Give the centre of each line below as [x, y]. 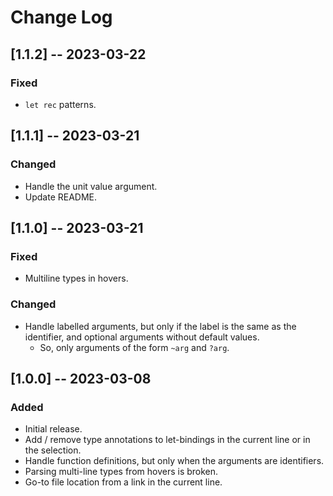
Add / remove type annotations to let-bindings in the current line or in [167, 440]
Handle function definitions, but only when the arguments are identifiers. [174, 461]
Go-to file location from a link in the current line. [123, 482]
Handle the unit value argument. [91, 186]
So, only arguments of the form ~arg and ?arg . [134, 347]
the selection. [53, 450]
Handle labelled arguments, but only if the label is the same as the [160, 326]
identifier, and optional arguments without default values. [142, 337]
